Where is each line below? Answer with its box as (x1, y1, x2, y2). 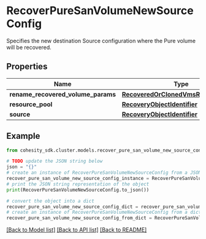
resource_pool (9, 100, 53, 108)
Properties (6, 61, 48, 72)
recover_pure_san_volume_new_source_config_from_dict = (6, 215, 152, 221)
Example (6, 131, 40, 141)
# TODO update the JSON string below (6, 158, 103, 165)
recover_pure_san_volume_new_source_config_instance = (6, 176, 150, 182)
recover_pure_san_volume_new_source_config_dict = (6, 203, 139, 210)
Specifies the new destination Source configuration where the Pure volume (6, 37, 196, 44)
